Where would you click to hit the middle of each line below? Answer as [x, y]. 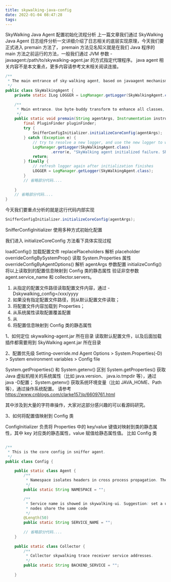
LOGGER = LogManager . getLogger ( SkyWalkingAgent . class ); [93, 171]
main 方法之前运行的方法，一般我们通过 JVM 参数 [57, 54]
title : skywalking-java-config [38, 10]
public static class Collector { [50, 546]
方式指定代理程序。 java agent [126, 60]
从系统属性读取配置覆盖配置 [42, 312]
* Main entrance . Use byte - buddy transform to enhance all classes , [91, 109]
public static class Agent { [45, 471]
